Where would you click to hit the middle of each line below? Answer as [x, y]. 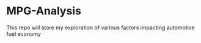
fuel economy [24, 33]
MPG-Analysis [44, 11]
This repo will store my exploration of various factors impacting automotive [101, 27]
